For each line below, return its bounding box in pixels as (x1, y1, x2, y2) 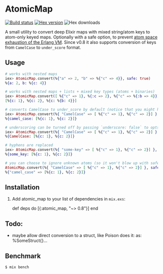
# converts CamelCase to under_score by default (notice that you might (5, 107, 155, 112)
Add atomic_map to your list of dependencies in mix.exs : (12, 196, 126, 202)
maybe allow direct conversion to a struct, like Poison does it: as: (12, 233, 142, 238)
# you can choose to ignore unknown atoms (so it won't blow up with (5, 161, 149, 165)
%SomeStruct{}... (12, 237, 48, 244)
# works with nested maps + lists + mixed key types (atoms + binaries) (5, 89, 155, 94)
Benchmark (5, 252, 41, 260)
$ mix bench (5, 264, 29, 270)
